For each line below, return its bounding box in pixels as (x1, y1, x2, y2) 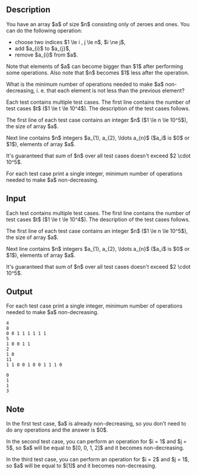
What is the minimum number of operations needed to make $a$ (6, 80, 164, 88)
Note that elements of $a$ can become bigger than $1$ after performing (6, 63, 183, 70)
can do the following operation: (6, 27, 82, 34)
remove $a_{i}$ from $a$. (14, 51, 78, 58)
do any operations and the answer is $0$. (6, 426, 109, 434)
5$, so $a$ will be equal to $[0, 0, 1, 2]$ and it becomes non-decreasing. (6, 444, 185, 452)
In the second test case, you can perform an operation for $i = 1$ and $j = (6, 438, 187, 445)
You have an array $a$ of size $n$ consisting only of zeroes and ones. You (6, 20, 190, 27)
